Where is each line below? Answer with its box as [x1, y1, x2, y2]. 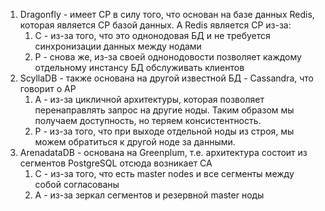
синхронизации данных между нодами [34, 40, 202, 52]
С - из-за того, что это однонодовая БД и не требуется [34, 30, 271, 41]
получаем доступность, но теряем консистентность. [34, 115, 262, 126]
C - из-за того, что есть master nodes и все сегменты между [34, 168, 295, 179]
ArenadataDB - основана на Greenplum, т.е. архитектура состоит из [19, 147, 308, 158]
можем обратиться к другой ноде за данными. [34, 136, 236, 148]
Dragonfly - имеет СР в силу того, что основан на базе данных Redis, [19, 9, 315, 20]
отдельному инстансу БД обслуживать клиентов [34, 62, 245, 73]
